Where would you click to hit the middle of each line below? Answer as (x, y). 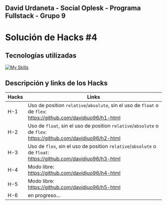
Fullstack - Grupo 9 (36, 16)
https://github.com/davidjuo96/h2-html (74, 138)
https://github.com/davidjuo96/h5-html (74, 187)
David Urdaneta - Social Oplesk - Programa (73, 8)
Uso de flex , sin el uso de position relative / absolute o (92, 146)
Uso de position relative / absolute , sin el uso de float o (93, 105)
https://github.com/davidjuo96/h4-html (74, 173)
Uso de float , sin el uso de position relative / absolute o (93, 126)
